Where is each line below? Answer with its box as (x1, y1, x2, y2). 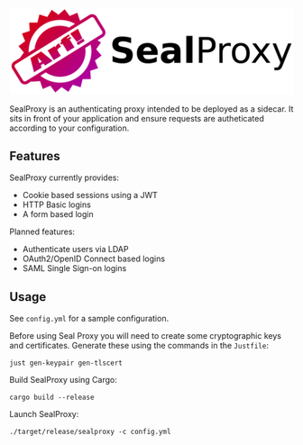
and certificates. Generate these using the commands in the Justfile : (9, 341, 269, 351)
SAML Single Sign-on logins (22, 263, 127, 274)
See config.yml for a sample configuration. (9, 313, 170, 324)
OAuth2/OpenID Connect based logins (22, 253, 165, 264)
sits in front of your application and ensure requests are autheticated (9, 113, 264, 123)
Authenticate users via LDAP (22, 244, 129, 255)
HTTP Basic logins (22, 199, 92, 210)
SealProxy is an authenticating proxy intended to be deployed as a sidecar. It (9, 103, 294, 114)
